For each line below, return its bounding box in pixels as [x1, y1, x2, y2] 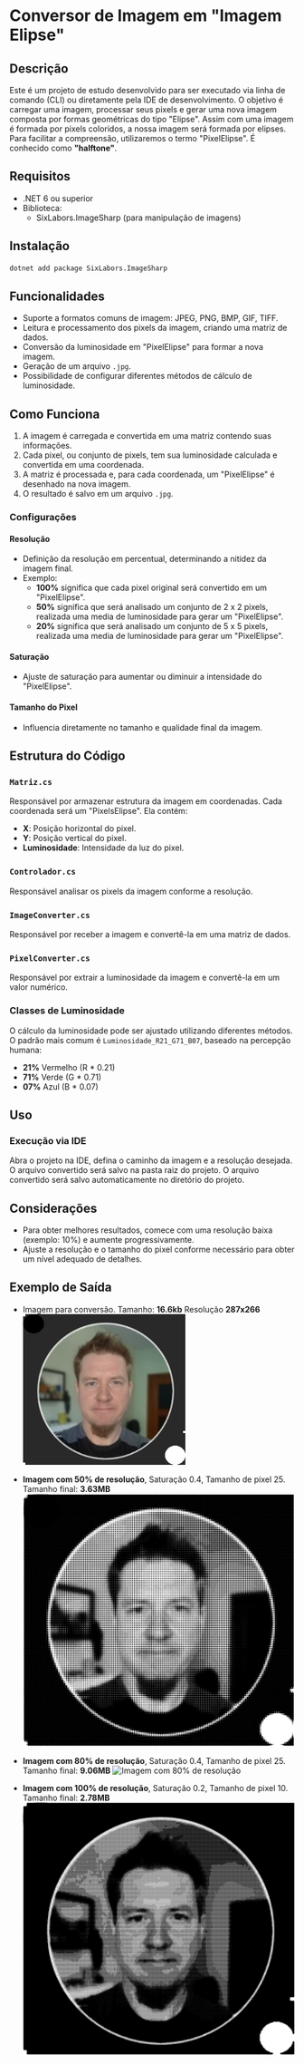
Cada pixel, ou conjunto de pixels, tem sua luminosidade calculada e [22, 450, 278, 460]
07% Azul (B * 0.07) [22, 1080, 100, 1092]
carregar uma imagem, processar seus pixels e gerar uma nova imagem [9, 104, 278, 114]
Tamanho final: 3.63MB [22, 1483, 111, 1494]
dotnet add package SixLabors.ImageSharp [9, 264, 168, 273]
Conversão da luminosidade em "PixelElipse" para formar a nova [22, 342, 264, 353]
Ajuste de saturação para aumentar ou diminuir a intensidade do [22, 672, 262, 683]
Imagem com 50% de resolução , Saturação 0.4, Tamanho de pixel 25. [22, 1474, 286, 1485]
